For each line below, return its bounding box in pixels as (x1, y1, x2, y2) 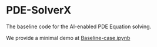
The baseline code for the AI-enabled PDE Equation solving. (6, 23, 152, 30)
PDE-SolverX (6, 4, 72, 17)
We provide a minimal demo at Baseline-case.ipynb (6, 34, 131, 41)
